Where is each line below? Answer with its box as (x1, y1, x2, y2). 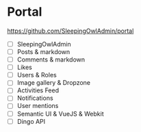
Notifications (16, 94, 53, 103)
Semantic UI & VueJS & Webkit (16, 109, 104, 118)
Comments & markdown (16, 55, 86, 64)
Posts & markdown (16, 48, 70, 55)
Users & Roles (16, 71, 57, 79)
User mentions (16, 102, 59, 110)
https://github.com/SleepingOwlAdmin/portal (7, 27, 134, 35)
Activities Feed (16, 86, 60, 94)
